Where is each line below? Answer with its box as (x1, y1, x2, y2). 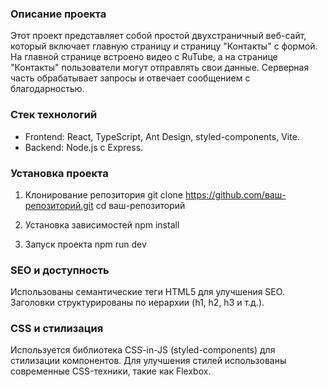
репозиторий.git (24, 199, 94, 211)
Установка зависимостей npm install (24, 218, 180, 231)
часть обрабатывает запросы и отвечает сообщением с (10, 72, 251, 84)
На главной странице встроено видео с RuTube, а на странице (10, 51, 278, 63)
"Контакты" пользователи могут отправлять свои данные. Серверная (10, 62, 310, 74)
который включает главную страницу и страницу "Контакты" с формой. (10, 40, 318, 52)
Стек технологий (10, 108, 98, 122)
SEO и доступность (10, 263, 110, 277)
